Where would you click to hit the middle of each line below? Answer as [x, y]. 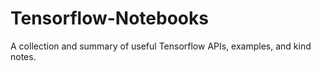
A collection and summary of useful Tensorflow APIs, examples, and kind [161, 46]
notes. [23, 56]
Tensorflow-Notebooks [109, 18]
